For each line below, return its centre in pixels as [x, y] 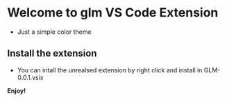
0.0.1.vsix [30, 77]
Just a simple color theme [54, 32]
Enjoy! [17, 90]
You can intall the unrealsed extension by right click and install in [110, 70]
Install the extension [52, 53]
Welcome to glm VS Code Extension [113, 13]
